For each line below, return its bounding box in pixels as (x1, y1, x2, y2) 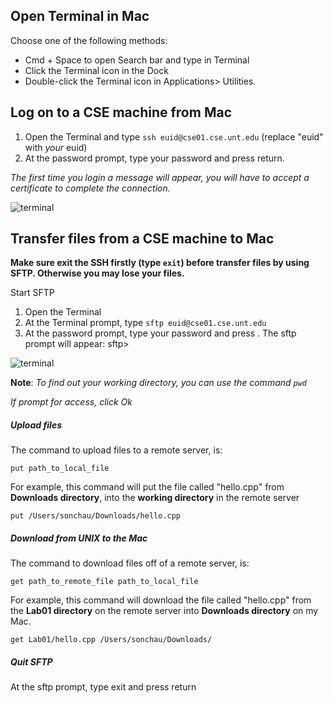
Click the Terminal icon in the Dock (24, 64, 169, 76)
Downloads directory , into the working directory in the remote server (10, 492, 300, 504)
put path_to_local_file (10, 464, 110, 474)
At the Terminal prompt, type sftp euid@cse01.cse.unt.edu (24, 317, 267, 329)
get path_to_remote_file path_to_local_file (10, 577, 199, 587)
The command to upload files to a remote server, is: (10, 444, 223, 456)
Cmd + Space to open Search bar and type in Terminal (24, 54, 250, 66)
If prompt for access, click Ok (10, 396, 133, 408)
